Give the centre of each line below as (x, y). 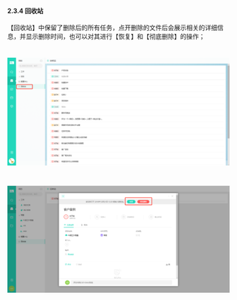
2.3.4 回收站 (25, 11)
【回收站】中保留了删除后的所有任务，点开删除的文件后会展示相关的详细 (112, 27)
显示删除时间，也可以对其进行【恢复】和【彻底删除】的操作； (115, 37)
